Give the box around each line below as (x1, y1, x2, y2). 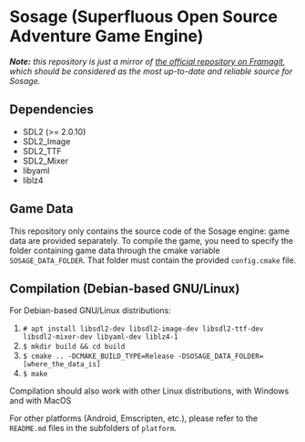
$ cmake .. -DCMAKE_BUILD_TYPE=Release (22, 352, 175, 362)
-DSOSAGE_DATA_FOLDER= (177, 352, 264, 362)
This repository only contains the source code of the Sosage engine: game (9, 226, 290, 237)
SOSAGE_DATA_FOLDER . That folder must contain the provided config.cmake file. (9, 254, 297, 266)
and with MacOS (9, 395, 72, 406)
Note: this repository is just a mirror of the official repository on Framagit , (9, 56, 286, 67)
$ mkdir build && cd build (22, 342, 126, 352)
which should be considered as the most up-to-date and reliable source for (9, 66, 293, 77)
